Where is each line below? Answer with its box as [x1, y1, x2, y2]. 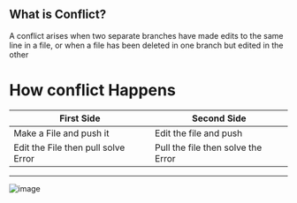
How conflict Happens [9, 80, 177, 100]
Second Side [191, 112, 247, 124]
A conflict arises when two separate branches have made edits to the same [9, 30, 284, 41]
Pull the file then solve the [154, 141, 263, 154]
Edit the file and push [154, 127, 243, 139]
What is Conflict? [9, 7, 107, 22]
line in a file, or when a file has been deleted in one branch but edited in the [9, 40, 284, 50]
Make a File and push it [13, 127, 110, 139]
